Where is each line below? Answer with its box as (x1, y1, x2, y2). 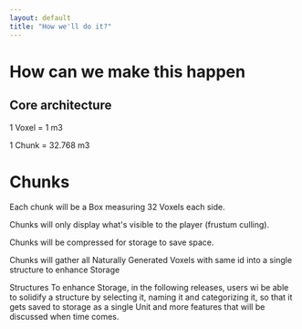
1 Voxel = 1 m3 (9, 122, 64, 133)
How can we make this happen (9, 61, 246, 82)
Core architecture (9, 98, 112, 113)
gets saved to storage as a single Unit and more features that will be (9, 302, 266, 313)
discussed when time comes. (9, 312, 120, 323)
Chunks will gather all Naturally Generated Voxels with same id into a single (9, 255, 293, 266)
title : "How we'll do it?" (9, 22, 112, 31)
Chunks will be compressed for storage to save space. (9, 237, 214, 248)
